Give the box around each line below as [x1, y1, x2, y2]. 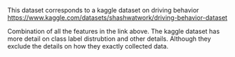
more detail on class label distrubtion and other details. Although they [7, 34, 211, 43]
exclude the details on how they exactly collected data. [7, 42, 169, 50]
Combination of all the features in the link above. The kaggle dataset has [7, 27, 220, 35]
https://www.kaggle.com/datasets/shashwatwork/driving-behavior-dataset [7, 13, 228, 22]
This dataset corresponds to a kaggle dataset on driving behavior [7, 6, 199, 14]
